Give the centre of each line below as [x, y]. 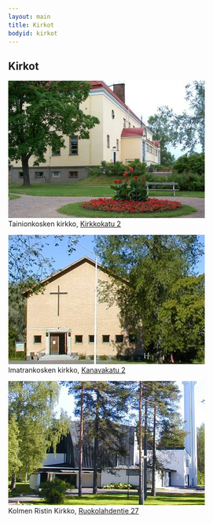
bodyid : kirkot [33, 33]
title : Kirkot [31, 25]
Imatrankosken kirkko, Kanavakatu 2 [67, 370]
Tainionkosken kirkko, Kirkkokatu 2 [65, 224]
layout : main [29, 17]
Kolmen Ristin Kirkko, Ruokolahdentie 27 [73, 511]
